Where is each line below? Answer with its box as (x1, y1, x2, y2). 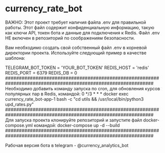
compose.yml (5, 122, 33, 128)
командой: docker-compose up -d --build (34, 122, 120, 128)
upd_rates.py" (5, 101, 34, 107)
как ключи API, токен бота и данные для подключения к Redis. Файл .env (5, 30, 160, 36)
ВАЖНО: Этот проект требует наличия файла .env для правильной (5, 19, 146, 25)
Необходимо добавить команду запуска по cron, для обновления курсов (5, 85, 160, 91)
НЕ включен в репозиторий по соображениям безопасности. (5, 35, 135, 41)
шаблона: (5, 55, 26, 61)
